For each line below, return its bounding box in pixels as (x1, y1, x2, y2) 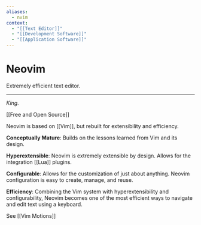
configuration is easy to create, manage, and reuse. (6, 176, 133, 183)
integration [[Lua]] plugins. (6, 158, 72, 165)
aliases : (6, 8, 28, 15)
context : (6, 20, 28, 26)
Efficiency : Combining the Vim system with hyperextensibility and (6, 188, 169, 195)
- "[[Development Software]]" (11, 31, 87, 37)
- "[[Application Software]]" (11, 37, 87, 42)
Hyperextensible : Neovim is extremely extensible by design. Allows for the (6, 152, 191, 159)
